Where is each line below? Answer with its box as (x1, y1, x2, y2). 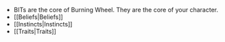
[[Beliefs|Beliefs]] (13, 13, 63, 21)
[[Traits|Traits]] (13, 27, 57, 35)
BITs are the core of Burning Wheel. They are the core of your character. (13, 6, 218, 14)
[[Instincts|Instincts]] (13, 20, 73, 28)
